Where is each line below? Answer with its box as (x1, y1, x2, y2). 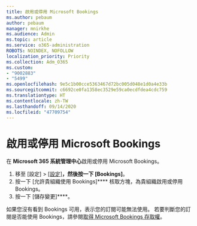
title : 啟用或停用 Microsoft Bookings (6, 8, 99, 15)
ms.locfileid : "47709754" (6, 109, 71, 115)
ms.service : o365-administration (6, 43, 90, 49)
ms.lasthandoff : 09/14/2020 (6, 103, 77, 110)
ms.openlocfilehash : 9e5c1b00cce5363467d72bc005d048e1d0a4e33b (6, 82, 168, 88)
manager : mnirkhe (6, 25, 50, 32)
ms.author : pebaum (6, 14, 52, 20)
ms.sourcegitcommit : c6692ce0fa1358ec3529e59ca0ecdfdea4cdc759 (6, 87, 168, 93)
